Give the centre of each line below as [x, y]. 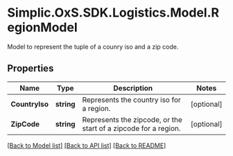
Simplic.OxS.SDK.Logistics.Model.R [113, 13]
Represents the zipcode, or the [132, 119]
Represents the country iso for [132, 100]
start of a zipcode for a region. [132, 128]
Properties [31, 68]
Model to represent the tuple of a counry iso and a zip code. [93, 46]
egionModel [42, 27]
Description [133, 88]
